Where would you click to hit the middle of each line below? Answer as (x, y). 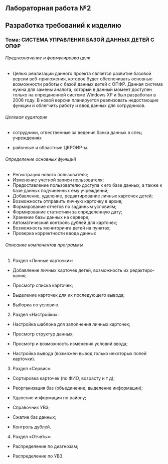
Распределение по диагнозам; (45, 446)
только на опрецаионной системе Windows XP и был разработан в (84, 94)
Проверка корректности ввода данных (54, 234)
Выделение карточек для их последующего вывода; (69, 295)
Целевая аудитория (26, 117)
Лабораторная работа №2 (48, 8)
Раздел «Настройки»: (36, 314)
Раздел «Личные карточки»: (43, 260)
